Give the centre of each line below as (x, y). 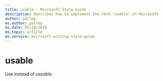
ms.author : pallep (24, 23)
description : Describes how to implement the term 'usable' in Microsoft (82, 14)
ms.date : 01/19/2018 (26, 28)
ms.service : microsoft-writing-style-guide (50, 37)
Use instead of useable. (29, 74)
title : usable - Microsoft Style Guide (46, 9)
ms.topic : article (24, 32)
